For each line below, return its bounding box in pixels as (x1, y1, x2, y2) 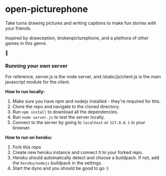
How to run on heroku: (5, 135, 52, 141)
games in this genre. (5, 40, 47, 46)
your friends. (5, 25, 31, 31)
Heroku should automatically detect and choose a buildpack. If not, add (12, 155, 160, 161)
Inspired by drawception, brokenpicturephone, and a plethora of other (5, 35, 149, 41)
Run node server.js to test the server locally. (12, 114, 105, 120)
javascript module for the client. (5, 79, 71, 85)
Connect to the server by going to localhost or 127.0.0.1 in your (12, 120, 146, 126)
